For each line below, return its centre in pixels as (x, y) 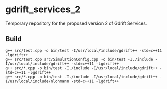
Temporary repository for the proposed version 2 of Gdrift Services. (76, 23)
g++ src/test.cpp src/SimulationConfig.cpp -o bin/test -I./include (79, 59)
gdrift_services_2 (43, 9)
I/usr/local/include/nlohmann (37, 81)
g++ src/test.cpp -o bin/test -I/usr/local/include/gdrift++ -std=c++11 (84, 51)
